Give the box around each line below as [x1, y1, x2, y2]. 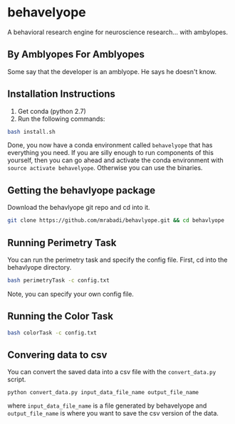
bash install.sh [7, 128, 56, 135]
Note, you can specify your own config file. [7, 290, 134, 298]
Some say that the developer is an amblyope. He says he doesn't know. [7, 67, 217, 75]
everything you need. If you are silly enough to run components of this [7, 149, 214, 157]
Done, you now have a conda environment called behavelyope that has [7, 141, 213, 149]
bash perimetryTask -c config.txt [7, 277, 110, 284]
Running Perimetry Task [7, 236, 117, 249]
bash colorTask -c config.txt [7, 329, 98, 336]
